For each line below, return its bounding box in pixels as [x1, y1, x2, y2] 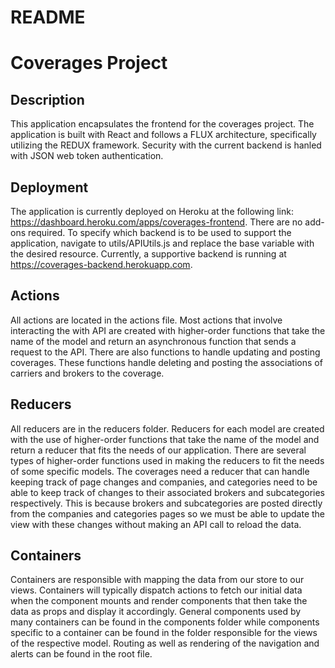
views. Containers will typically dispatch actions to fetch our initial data [10, 584, 303, 596]
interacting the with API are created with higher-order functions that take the [10, 324, 326, 336]
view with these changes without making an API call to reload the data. [10, 518, 302, 530]
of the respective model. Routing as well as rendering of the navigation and [10, 637, 320, 650]
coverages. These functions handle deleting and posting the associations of [10, 356, 323, 368]
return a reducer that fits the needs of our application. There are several [10, 444, 307, 456]
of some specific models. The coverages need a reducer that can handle [10, 465, 310, 477]
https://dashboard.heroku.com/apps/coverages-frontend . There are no [10, 216, 303, 228]
